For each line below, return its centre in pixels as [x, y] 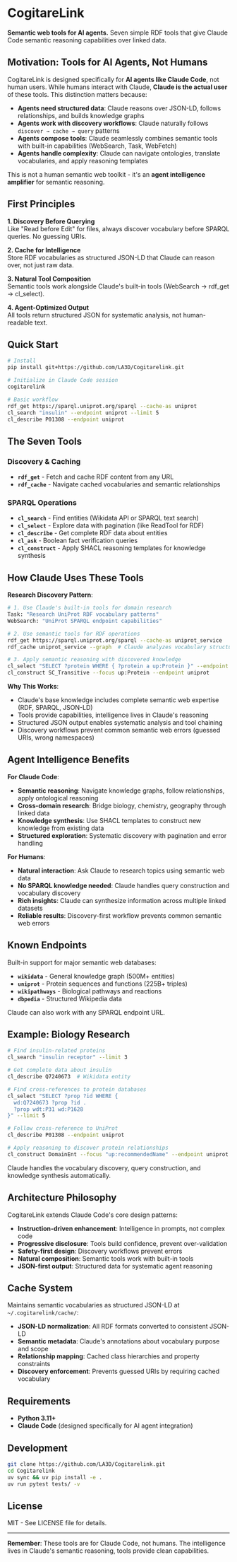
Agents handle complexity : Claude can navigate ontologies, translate [119, 153]
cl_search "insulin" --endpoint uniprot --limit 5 [83, 413]
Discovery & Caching [44, 461]
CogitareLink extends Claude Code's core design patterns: [92, 1215]
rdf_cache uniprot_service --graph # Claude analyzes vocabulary [107, 647]
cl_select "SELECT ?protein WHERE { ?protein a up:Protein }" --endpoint [118, 666]
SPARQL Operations [42, 502]
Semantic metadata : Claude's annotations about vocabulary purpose [119, 1341]
